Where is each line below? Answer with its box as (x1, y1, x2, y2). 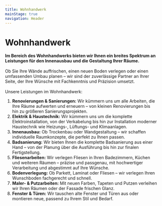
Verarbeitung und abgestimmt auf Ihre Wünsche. (12, 165, 110, 171)
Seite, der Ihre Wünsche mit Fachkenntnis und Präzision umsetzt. (5, 78, 135, 85)
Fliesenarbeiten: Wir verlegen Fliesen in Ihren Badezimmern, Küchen (12, 155, 150, 161)
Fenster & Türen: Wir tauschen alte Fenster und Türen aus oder (12, 191, 139, 196)
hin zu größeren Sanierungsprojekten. (12, 108, 88, 114)
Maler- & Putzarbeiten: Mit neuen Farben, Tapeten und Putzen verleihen (12, 180, 157, 186)
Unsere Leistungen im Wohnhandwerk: (5, 89, 83, 95)
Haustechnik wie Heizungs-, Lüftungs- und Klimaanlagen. (12, 124, 127, 130)
